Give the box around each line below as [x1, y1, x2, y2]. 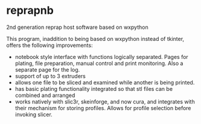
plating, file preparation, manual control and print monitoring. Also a [14, 60, 183, 67]
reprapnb [6, 4, 54, 17]
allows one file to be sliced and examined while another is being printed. [14, 79, 195, 86]
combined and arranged [14, 91, 75, 99]
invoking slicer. [14, 111, 53, 118]
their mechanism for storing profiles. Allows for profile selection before [14, 104, 191, 111]
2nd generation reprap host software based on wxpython [6, 23, 149, 31]
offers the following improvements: [6, 42, 93, 49]
